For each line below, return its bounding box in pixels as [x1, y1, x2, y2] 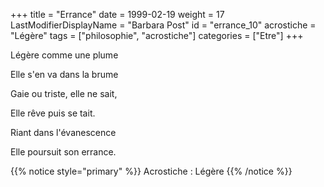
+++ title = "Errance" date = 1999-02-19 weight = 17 [10, 9, 225, 20]
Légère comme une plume [10, 49, 119, 61]
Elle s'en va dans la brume [10, 69, 119, 80]
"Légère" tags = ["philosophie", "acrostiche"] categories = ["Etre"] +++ [10, 30, 304, 41]
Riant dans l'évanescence [10, 127, 117, 138]
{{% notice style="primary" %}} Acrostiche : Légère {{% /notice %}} [10, 165, 293, 177]
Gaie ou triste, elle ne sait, [10, 88, 118, 99]
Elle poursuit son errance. [10, 146, 117, 158]
